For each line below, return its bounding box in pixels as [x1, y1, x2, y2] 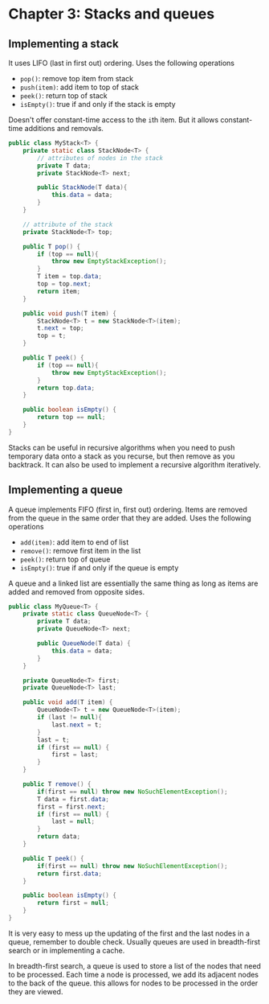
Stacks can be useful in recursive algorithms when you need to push [8, 442, 235, 452]
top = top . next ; [37, 280, 92, 288]
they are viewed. [8, 986, 63, 996]
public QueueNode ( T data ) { [37, 640, 131, 648]
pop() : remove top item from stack [19, 74, 134, 83]
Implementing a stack [8, 37, 119, 51]
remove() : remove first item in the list [19, 545, 141, 555]
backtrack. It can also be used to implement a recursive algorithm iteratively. [8, 459, 261, 469]
